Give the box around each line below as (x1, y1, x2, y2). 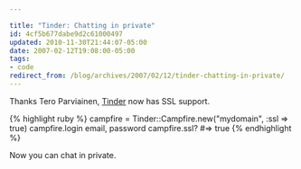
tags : (9, 55, 30, 64)
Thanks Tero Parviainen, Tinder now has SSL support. (9, 95, 211, 106)
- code (9, 63, 34, 72)
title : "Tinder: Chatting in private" (9, 21, 155, 30)
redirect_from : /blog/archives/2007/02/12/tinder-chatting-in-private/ (9, 71, 285, 81)
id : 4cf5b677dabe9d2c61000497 (9, 29, 124, 39)
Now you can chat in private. (9, 149, 117, 160)
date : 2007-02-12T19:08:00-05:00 (9, 46, 136, 55)
